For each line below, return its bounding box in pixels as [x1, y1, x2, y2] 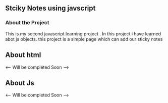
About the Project [5, 19, 49, 26]
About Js [5, 78, 34, 87]
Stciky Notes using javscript [5, 4, 96, 13]
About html [5, 50, 41, 60]
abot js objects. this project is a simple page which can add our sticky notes [5, 36, 163, 42]
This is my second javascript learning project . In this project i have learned [5, 30, 161, 37]
